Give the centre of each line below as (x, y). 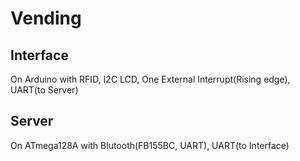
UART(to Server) (44, 90)
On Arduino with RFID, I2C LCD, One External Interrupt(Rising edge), (150, 79)
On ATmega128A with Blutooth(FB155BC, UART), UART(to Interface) (150, 145)
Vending (46, 18)
